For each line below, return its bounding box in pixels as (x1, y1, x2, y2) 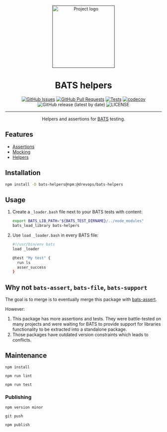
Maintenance (5, 351, 47, 360)
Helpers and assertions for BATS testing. (42, 116, 125, 122)
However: (5, 306, 25, 312)
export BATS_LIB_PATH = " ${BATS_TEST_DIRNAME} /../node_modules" (12, 218, 144, 223)
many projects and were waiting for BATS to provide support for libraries (12, 321, 161, 327)
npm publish (5, 423, 30, 428)
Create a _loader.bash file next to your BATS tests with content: (12, 209, 143, 215)
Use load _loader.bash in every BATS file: (12, 232, 98, 238)
